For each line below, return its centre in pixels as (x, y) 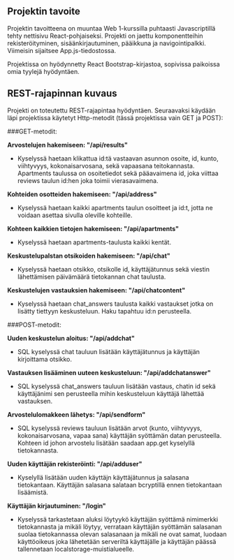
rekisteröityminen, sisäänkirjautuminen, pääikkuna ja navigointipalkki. (107, 43)
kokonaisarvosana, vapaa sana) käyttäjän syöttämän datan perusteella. (119, 435)
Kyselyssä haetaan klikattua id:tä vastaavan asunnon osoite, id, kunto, (118, 158)
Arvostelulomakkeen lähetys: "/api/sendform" (76, 414)
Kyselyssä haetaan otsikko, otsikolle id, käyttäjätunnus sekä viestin (113, 269)
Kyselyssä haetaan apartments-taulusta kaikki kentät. (94, 242)
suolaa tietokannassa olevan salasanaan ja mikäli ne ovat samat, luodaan (122, 534)
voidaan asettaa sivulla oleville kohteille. (75, 215)
